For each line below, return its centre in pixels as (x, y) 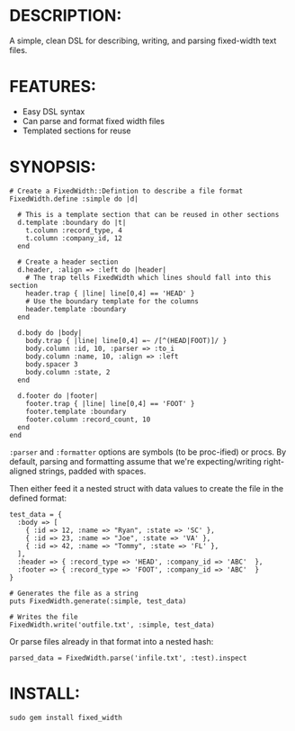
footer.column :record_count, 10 (88, 420)
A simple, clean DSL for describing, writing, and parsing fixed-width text (143, 41)
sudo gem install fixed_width (66, 717)
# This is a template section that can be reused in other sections (148, 214)
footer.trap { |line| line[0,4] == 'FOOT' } (110, 403)
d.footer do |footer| (58, 396)
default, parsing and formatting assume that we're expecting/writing (136, 461)
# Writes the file (44, 617)
